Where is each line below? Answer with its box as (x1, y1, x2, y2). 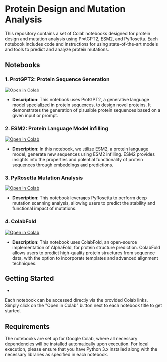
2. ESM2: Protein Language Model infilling (5, 125, 108, 132)
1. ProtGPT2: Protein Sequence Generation (5, 76, 110, 83)
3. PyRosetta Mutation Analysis (5, 174, 83, 181)
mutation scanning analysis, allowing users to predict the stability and (12, 200, 155, 206)
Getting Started (5, 274, 54, 283)
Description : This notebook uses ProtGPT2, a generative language (12, 96, 150, 102)
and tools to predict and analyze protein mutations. (5, 46, 109, 52)
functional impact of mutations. (12, 205, 77, 212)
